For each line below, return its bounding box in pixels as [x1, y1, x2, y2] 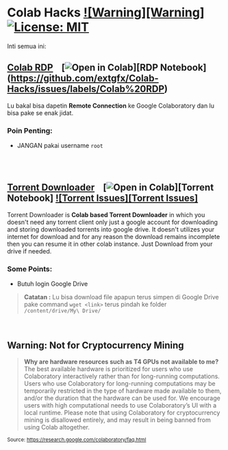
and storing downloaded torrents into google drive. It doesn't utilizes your [7, 225, 215, 234]
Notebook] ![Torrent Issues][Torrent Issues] [7, 192, 199, 204]
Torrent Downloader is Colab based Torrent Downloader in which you [7, 210, 205, 218]
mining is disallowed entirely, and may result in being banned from [23, 416, 211, 424]
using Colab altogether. [23, 423, 90, 431]
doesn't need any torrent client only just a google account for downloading [7, 218, 218, 226]
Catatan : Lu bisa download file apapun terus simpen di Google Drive [23, 293, 219, 301]
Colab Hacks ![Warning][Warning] [7, 5, 205, 21]
